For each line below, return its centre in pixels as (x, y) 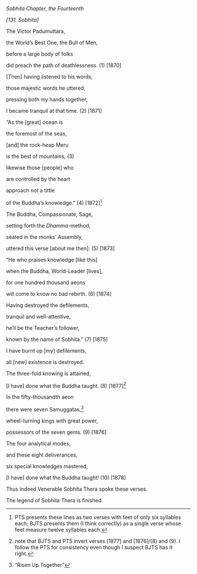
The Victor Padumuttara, (36, 31)
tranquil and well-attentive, (38, 316)
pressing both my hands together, (47, 99)
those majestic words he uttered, (46, 88)
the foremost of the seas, (37, 134)
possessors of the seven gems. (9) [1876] (56, 432)
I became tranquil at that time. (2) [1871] (54, 111)
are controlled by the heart (38, 179)
